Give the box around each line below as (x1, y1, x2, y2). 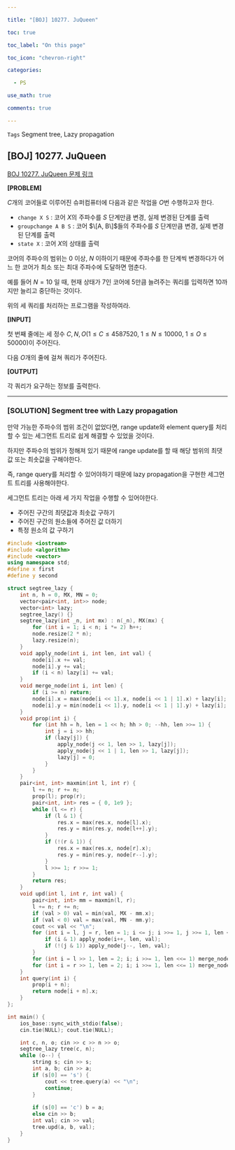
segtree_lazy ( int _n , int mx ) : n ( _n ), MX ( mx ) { (20, 617, 164, 624)
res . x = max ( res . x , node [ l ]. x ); (57, 819, 152, 826)
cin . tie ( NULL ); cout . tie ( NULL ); (20, 1026, 114, 1033)
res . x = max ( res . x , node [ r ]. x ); (57, 845, 152, 852)
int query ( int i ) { (20, 975, 77, 982)
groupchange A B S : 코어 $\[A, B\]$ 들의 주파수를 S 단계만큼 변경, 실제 (17, 222, 211, 230)
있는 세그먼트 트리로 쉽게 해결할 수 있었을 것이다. (22, 431, 155, 440)
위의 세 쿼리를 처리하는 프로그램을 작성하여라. (7, 301, 131, 310)
